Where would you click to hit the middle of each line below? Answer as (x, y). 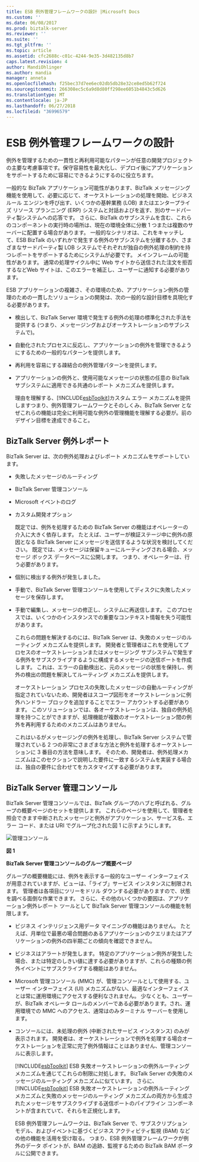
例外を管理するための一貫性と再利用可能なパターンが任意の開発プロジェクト (100, 160)
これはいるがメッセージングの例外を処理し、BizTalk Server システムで (101, 737)
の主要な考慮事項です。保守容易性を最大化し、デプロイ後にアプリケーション (99, 168)
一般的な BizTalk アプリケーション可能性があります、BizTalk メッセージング (98, 188)
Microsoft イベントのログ (45, 502)
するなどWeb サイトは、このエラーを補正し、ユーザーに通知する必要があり (98, 270)
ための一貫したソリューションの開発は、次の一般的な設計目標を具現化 (102, 297)
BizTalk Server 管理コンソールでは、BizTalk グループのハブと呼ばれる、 (94, 803)
